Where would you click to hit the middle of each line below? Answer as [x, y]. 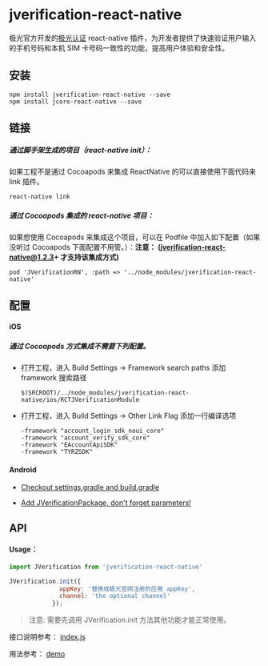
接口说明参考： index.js [48, 637]
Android [23, 469]
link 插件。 [26, 182]
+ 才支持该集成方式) [86, 257]
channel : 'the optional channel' [115, 596]
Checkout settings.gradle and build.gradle [90, 487]
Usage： [24, 549]
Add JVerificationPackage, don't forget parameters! [106, 503]
